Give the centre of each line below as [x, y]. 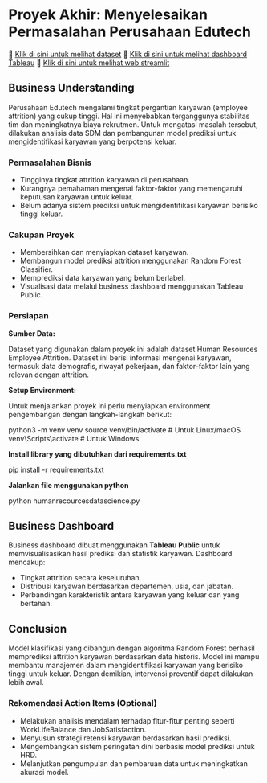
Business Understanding [71, 88]
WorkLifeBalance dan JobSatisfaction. [83, 729]
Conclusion [38, 629]
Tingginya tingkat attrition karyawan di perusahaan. [105, 180]
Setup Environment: [42, 390]
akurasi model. [44, 772]
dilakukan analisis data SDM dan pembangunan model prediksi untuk [122, 133]
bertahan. [36, 604]
